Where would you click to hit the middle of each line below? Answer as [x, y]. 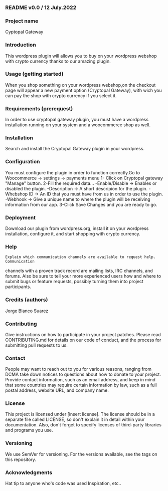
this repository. [21, 459]
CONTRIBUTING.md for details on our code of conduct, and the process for [83, 340]
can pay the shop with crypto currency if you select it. [61, 95]
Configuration [23, 162]
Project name [22, 21]
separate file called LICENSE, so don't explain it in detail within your [75, 419]
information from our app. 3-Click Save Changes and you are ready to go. [81, 204]
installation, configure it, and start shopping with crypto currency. [73, 234]
